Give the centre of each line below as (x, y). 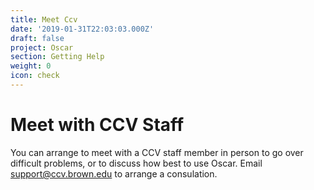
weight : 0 (31, 66)
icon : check (35, 76)
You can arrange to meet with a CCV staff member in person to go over (157, 152)
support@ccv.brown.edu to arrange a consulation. (114, 173)
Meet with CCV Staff (97, 125)
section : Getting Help (57, 57)
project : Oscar (42, 47)
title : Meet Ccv (44, 19)
